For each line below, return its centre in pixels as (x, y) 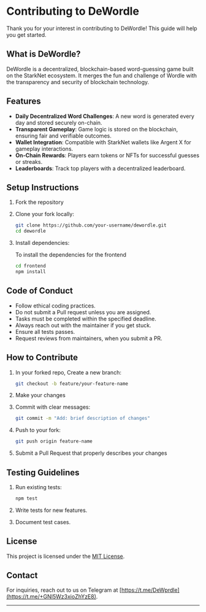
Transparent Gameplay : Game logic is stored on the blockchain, (97, 129)
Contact (22, 575)
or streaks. (29, 161)
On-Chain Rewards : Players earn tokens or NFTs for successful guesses (107, 155)
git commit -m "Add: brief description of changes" (82, 419)
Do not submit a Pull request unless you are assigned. (83, 312)
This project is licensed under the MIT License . (66, 556)
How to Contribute (42, 358)
